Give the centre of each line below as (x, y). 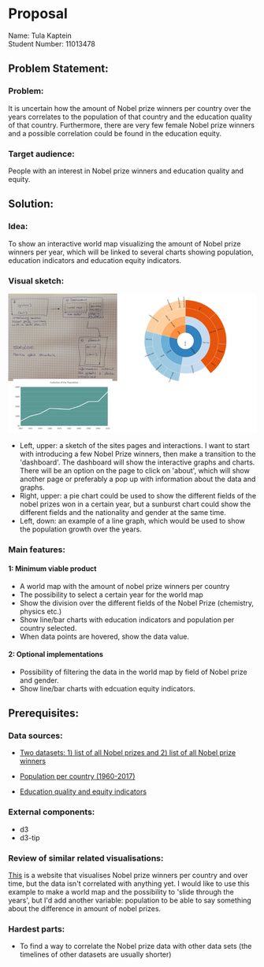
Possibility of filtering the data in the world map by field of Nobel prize (133, 672)
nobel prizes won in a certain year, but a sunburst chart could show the (135, 504)
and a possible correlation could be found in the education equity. (115, 133)
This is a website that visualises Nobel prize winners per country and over (128, 876)
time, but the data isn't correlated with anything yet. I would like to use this (129, 884)
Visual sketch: (36, 280)
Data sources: (35, 735)
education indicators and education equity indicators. (95, 260)
